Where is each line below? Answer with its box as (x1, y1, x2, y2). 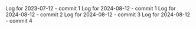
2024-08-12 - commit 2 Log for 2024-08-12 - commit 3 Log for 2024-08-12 (5, 11, 190, 18)
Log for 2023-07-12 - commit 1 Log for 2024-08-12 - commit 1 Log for (5, 5, 176, 12)
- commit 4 (5, 17, 33, 24)
